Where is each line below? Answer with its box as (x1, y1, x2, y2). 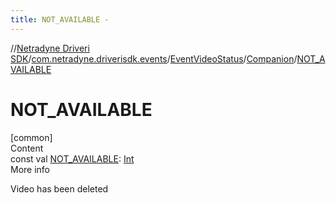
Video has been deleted (10, 182, 109, 195)
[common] (10, 131, 53, 143)
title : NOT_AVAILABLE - (10, 14, 110, 25)
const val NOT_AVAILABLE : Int (10, 152, 135, 165)
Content (10, 142, 44, 154)
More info (10, 163, 51, 175)
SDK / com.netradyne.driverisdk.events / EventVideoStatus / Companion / (10, 52, 298, 65)
